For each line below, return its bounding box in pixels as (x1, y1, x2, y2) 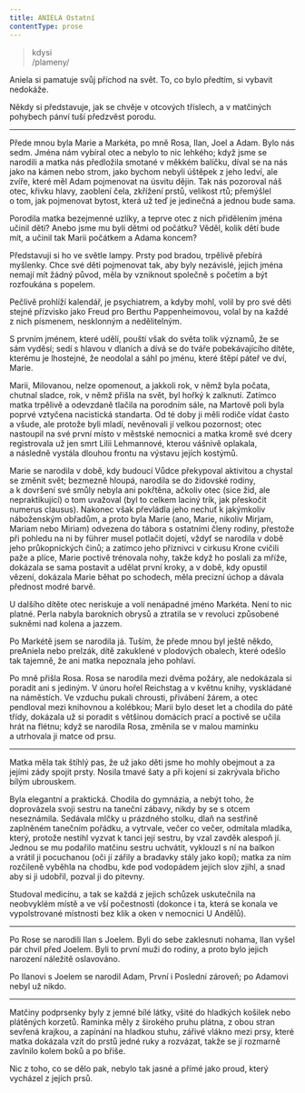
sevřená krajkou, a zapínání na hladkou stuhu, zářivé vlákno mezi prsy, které (9, 1026, 295, 1037)
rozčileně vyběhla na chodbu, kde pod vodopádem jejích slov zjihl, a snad (9, 861, 286, 872)
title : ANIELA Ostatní (9, 13, 95, 23)
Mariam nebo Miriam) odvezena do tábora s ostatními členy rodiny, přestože (9, 523, 295, 534)
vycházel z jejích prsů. (9, 1072, 93, 1083)
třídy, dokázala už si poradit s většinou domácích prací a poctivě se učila (9, 711, 281, 722)
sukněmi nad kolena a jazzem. (9, 617, 123, 628)
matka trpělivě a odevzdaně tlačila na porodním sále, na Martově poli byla (9, 399, 284, 410)
